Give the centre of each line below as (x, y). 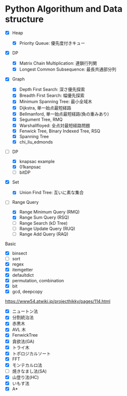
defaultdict (23, 275)
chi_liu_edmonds (36, 142)
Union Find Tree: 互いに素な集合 (52, 193)
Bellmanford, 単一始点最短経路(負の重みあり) (64, 114)
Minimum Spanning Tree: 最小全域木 (56, 102)
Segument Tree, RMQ (41, 119)
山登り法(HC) (25, 377)
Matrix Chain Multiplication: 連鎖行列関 (58, 63)
